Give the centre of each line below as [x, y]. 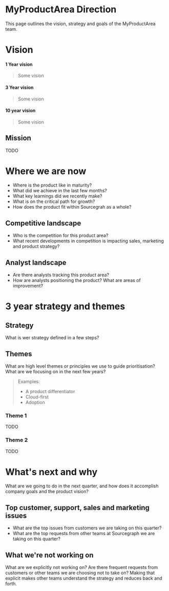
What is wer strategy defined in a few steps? [52, 338]
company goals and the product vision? [47, 492]
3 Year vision [19, 87]
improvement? [28, 286]
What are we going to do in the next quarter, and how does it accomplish [82, 486]
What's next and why [51, 472]
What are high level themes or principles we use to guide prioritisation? [80, 366]
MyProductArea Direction [61, 9]
